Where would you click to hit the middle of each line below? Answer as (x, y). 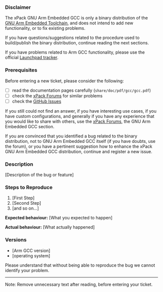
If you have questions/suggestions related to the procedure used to (72, 38)
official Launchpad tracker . (32, 58)
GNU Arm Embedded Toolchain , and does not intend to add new (69, 23)
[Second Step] (26, 203)
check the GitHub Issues (37, 101)
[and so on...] (25, 208)
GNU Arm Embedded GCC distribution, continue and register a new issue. (79, 151)
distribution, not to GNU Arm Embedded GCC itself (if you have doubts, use (80, 141)
